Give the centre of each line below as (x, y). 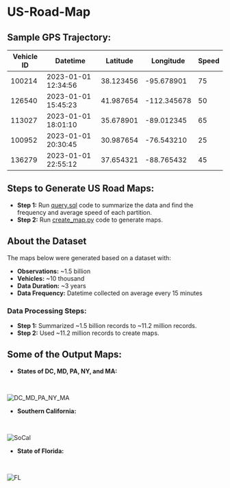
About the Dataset (47, 241)
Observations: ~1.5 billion (54, 271)
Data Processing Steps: (47, 311)
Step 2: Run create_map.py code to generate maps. (90, 220)
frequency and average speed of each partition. (85, 212)
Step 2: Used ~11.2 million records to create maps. (88, 333)
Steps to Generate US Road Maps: (81, 188)
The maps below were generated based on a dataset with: (89, 257)
